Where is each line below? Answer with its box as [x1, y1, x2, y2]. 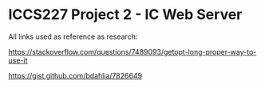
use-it [8, 55, 28, 65]
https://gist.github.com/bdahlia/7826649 [8, 71, 142, 80]
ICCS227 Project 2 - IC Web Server [8, 6, 243, 24]
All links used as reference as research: [8, 32, 138, 41]
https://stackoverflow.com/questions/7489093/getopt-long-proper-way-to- [8, 47, 257, 56]
